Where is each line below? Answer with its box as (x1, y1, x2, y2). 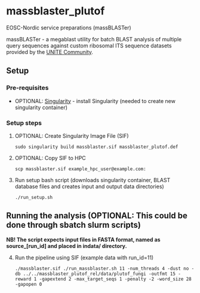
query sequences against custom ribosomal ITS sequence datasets (6, 42, 172, 49)
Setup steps (6, 119, 42, 127)
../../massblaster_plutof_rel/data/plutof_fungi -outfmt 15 (23, 271, 176, 277)
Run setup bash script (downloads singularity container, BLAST (14, 176, 171, 183)
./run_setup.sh (14, 194, 53, 200)
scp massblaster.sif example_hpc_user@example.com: (14, 166, 146, 172)
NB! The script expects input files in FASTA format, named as (6, 235, 161, 243)
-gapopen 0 (14, 281, 42, 287)
